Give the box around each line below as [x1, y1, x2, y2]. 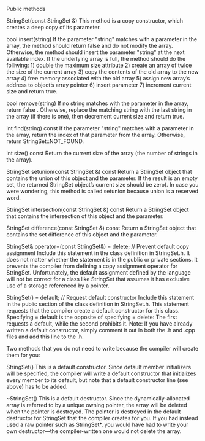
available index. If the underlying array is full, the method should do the [6, 55, 186, 62]
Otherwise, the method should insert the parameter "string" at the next [6, 49, 185, 56]
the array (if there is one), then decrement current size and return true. [6, 113, 185, 120]
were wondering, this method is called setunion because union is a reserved [6, 187, 199, 195]
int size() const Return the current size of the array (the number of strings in [6, 150, 198, 157]
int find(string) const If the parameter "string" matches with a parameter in [6, 125, 194, 131]
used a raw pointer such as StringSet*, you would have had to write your [6, 421, 188, 428]
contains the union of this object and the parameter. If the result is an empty [6, 174, 198, 182]
